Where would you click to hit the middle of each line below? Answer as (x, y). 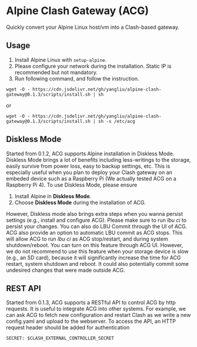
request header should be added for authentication (68, 328)
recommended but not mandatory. (56, 72)
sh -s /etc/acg (116, 121)
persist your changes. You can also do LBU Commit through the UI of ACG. (97, 226)
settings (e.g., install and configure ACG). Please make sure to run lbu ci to (96, 220)
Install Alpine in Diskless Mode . (53, 196)
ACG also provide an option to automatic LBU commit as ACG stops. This (94, 232)
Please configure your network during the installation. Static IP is (93, 66)
